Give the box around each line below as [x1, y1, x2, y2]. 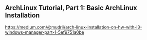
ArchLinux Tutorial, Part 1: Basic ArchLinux [5, 4, 137, 12]
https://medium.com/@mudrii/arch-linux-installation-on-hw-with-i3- [5, 24, 142, 30]
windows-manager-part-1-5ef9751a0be [5, 29, 84, 35]
